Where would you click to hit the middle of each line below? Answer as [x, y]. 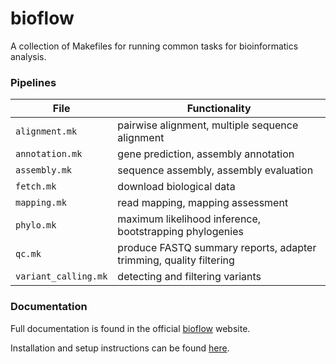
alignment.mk [46, 131]
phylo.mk [36, 225]
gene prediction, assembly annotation [206, 154]
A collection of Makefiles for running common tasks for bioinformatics [154, 46]
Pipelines [33, 82]
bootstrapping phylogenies [180, 232]
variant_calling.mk [61, 276]
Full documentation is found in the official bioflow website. [130, 328]
